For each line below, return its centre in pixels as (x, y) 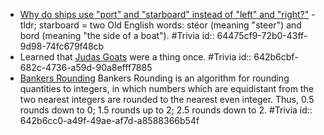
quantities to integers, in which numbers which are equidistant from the (166, 88)
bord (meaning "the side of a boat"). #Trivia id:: (117, 35)
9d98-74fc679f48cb (62, 46)
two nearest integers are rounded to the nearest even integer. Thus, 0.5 (167, 99)
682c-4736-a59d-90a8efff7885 (86, 67)
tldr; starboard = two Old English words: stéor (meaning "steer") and (160, 25)
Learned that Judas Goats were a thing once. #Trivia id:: (135, 57)
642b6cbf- (276, 57)
